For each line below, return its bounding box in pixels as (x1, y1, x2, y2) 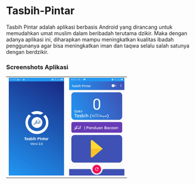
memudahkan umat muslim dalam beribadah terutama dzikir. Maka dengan (6, 29, 187, 36)
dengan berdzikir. (6, 48, 49, 55)
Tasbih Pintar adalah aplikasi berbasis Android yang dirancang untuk (6, 23, 173, 30)
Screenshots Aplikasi (6, 63, 69, 71)
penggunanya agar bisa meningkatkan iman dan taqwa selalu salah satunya (6, 42, 190, 49)
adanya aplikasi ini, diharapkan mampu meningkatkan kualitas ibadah (6, 36, 174, 43)
